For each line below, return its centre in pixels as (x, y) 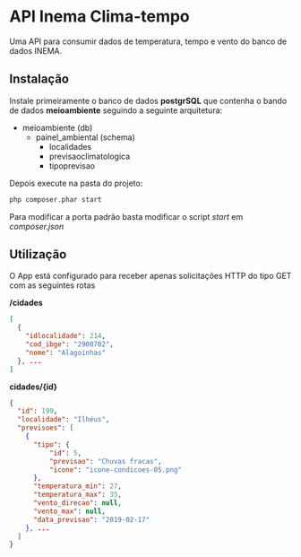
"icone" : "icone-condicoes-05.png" (115, 470)
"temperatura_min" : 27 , (77, 486)
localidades (70, 146)
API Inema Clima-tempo (99, 17)
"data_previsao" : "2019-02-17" (91, 519)
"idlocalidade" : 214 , (65, 336)
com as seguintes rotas (52, 285)
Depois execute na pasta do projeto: (76, 183)
